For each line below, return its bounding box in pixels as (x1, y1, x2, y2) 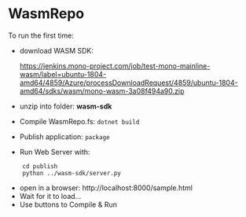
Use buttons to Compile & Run (19, 200, 118, 209)
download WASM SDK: (19, 46, 94, 55)
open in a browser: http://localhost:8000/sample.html (19, 182, 193, 193)
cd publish (22, 162, 58, 170)
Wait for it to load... (19, 191, 82, 200)
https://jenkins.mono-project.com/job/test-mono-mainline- (19, 61, 211, 71)
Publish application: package (19, 131, 110, 142)
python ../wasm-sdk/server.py (22, 169, 122, 177)
